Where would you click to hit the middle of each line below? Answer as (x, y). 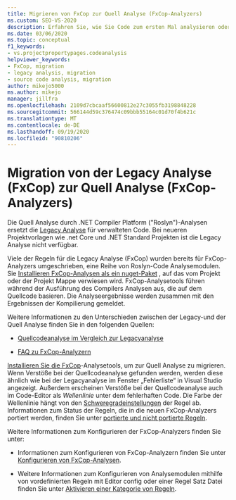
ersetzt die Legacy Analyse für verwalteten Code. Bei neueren (97, 230)
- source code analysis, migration (59, 79)
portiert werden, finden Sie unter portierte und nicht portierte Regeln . (107, 418)
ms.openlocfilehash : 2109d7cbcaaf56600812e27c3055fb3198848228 (102, 106)
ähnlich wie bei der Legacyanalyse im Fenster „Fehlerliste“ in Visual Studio (115, 380)
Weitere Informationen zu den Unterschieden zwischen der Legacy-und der (117, 317)
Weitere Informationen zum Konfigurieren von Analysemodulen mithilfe (120, 474)
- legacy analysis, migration (52, 73)
